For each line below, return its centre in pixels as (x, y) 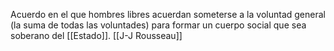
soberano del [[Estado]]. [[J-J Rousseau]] (96, 35)
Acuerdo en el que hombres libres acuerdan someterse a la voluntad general (168, 14)
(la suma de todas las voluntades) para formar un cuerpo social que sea (158, 25)
